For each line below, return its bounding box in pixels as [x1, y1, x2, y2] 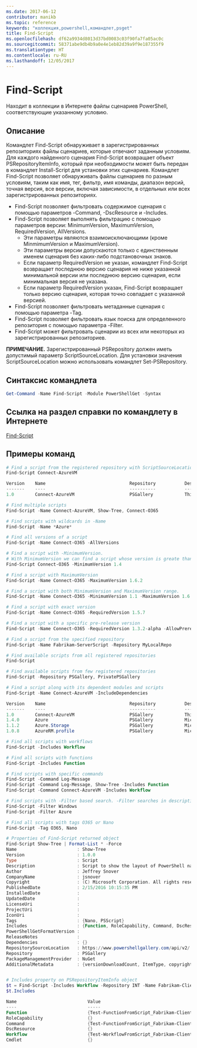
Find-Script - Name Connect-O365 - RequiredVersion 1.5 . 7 [6, 610, 145, 616]
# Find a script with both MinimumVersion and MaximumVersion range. [6, 588, 180, 594]
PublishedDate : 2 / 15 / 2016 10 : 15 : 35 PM [6, 885, 138, 891]
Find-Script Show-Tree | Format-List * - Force [6, 841, 122, 847]
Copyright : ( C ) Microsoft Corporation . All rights [6, 879, 180, 886]
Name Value [6, 999, 101, 1005]
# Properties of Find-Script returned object [6, 836, 119, 841]
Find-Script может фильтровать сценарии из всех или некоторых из [14, 328, 185, 335]
